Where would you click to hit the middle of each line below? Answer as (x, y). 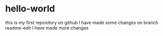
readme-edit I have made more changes (47, 27)
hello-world (30, 9)
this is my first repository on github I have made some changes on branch (82, 22)
